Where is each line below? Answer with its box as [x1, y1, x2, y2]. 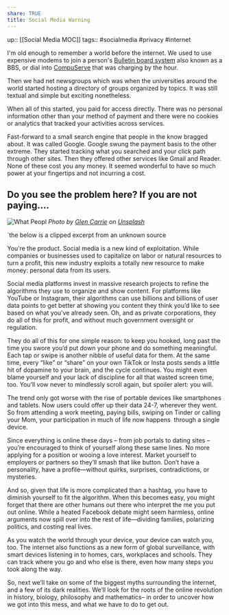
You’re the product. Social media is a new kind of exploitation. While [7, 245, 200, 253]
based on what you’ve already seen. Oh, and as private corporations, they [7, 309, 217, 317]
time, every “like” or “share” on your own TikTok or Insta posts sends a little [7, 359, 220, 367]
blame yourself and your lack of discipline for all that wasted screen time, [7, 373, 215, 381]
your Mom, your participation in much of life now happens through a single [7, 416, 220, 424]
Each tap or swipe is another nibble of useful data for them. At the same [7, 351, 210, 359]
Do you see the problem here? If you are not [7, 188, 197, 200]
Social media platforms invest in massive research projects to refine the [7, 280, 209, 288]
